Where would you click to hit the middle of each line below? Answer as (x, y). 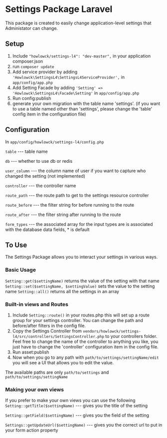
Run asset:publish (31, 352)
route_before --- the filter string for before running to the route (70, 205)
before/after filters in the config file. (49, 326)
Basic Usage (21, 270)
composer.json (28, 61)
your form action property (32, 430)
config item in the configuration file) (49, 114)
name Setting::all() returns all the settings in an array (62, 291)
